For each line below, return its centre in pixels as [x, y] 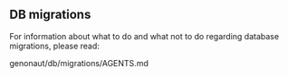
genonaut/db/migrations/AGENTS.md [79, 63]
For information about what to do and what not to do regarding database [144, 36]
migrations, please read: [54, 46]
